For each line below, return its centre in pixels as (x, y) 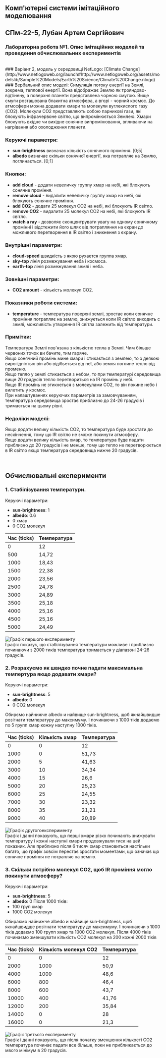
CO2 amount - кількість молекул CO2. (53, 290)
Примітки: (18, 337)
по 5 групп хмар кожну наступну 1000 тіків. (51, 725)
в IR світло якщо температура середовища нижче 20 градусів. (71, 450)
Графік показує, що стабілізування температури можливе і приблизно (80, 644)
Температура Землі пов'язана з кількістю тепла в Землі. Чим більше (78, 348)
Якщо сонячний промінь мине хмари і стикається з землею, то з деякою (82, 358)
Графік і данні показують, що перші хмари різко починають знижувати (80, 836)
